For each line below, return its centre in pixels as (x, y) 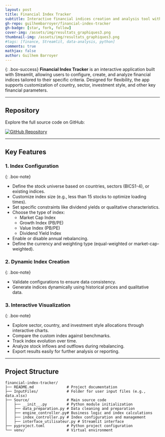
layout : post (18, 10)
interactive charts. (30, 331)
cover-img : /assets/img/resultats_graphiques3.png (58, 32)
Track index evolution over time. (45, 341)
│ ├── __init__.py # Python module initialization (69, 405)
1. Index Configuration (32, 166)
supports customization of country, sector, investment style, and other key (80, 85)
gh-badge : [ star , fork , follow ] (38, 28)
